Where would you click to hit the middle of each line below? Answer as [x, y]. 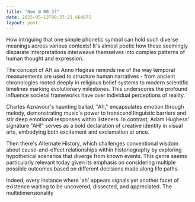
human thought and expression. [45, 59]
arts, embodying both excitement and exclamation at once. [78, 132]
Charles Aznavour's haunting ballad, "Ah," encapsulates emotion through [95, 107]
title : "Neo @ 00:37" [33, 12]
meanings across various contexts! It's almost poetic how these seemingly [97, 46]
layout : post [22, 23]
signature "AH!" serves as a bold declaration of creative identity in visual [95, 126]
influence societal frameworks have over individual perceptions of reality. [96, 95]
